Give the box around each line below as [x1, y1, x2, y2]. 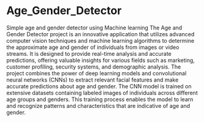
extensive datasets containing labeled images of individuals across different [6, 89, 198, 96]
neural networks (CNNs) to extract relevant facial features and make [6, 76, 179, 83]
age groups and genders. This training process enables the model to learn [6, 96, 194, 103]
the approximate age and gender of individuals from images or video [6, 44, 179, 51]
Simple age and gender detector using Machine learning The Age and [6, 24, 183, 31]
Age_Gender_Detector [6, 4, 122, 18]
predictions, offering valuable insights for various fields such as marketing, [6, 56, 195, 64]
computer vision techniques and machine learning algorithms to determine [6, 37, 195, 44]
